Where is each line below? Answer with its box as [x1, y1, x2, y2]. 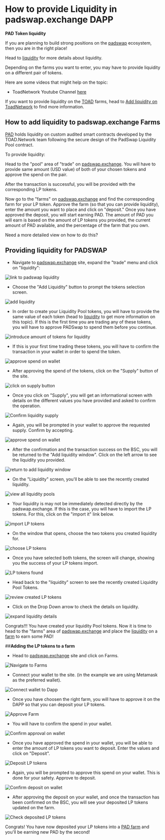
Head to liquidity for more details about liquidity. [5, 54, 102, 60]
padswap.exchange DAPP [5, 14, 114, 25]
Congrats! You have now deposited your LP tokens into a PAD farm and [5, 824, 149, 830]
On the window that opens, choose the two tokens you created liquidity [12, 530, 157, 536]
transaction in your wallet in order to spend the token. [12, 348, 121, 355]
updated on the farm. [12, 804, 56, 810]
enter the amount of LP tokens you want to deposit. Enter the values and [12, 745, 159, 751]
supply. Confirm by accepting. [12, 427, 74, 433]
